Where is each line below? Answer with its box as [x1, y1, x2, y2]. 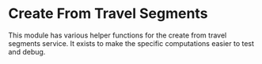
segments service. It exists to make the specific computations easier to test [8, 38, 255, 48]
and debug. [8, 47, 46, 56]
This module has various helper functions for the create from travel [8, 30, 227, 40]
